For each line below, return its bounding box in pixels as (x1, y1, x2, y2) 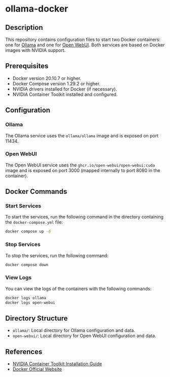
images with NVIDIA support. (5, 47, 66, 53)
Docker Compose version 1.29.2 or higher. (12, 80, 101, 86)
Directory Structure (5, 314, 68, 322)
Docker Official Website (12, 366, 62, 372)
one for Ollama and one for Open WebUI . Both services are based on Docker (5, 42, 165, 48)
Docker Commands (5, 187, 67, 196)
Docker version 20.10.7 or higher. (12, 75, 81, 81)
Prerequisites (5, 62, 49, 71)
